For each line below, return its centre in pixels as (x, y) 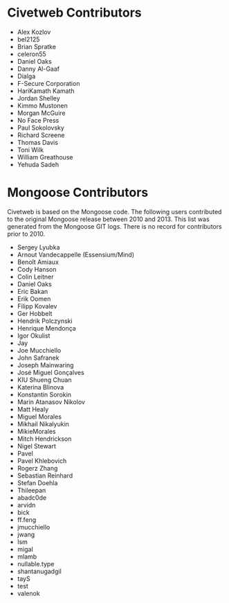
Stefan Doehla (37, 482)
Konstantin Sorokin (44, 394)
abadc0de (32, 498)
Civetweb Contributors (74, 13)
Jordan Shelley (38, 98)
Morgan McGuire (41, 113)
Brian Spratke (37, 46)
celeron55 (31, 54)
